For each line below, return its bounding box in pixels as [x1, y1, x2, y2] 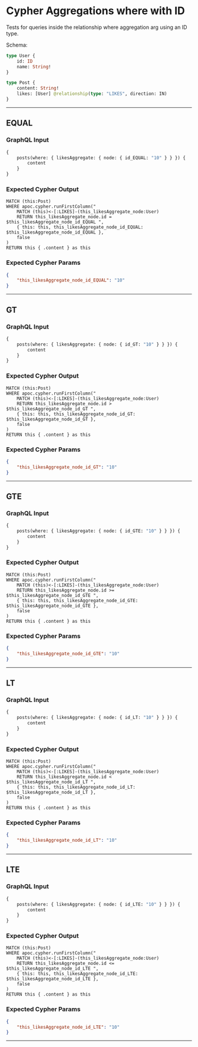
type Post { [6, 80, 35, 86]
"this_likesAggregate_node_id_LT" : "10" [16, 838, 117, 843]
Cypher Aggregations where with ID [6, 4, 186, 18]
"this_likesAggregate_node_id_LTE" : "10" [16, 1024, 120, 1030]
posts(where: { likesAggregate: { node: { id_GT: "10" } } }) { [16, 341, 178, 347]
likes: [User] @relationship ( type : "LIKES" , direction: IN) [16, 91, 167, 97]
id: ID [16, 58, 33, 64]
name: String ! [16, 64, 51, 70]
